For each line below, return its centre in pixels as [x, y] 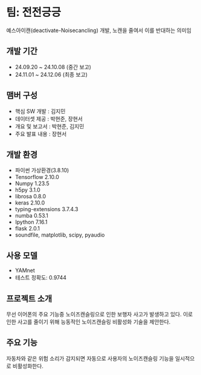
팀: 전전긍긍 [34, 12]
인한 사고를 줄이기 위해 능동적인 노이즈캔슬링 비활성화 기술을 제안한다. [88, 322]
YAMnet [25, 270]
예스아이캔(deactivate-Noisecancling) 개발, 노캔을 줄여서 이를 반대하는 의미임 [99, 30]
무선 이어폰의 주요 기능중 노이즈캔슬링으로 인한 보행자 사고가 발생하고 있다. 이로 [100, 314]
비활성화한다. [28, 366]
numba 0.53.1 [31, 216]
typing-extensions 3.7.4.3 [46, 209]
